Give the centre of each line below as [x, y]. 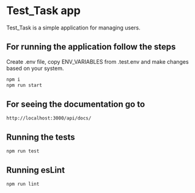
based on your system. [35, 68]
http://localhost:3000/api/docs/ [49, 118]
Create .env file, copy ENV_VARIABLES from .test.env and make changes [97, 61]
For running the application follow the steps [91, 47]
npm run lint [23, 184]
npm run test [23, 151]
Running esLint [36, 170]
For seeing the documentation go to [76, 104]
